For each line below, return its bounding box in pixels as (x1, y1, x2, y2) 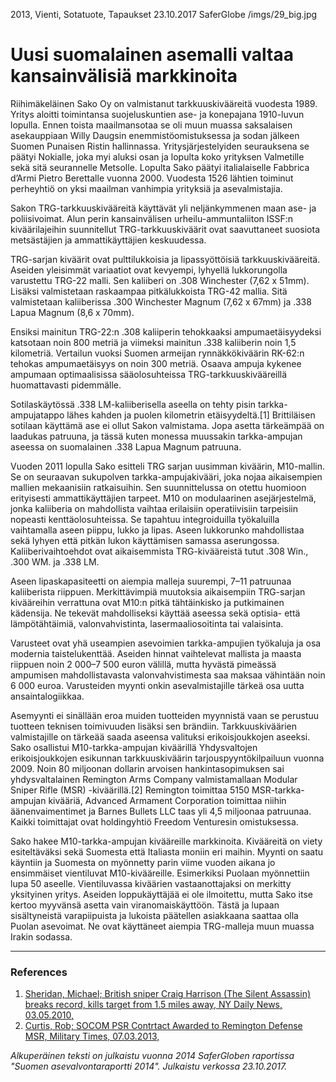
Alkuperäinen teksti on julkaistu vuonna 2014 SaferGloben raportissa (10, 1050, 295, 1062)
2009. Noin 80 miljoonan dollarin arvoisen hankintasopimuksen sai (10, 762, 285, 774)
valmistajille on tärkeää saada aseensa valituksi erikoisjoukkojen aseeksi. (10, 730, 311, 743)
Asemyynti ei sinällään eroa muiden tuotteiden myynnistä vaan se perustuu (10, 709, 320, 721)
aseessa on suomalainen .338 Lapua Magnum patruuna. (10, 440, 242, 453)
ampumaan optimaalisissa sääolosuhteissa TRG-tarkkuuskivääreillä (10, 368, 288, 380)
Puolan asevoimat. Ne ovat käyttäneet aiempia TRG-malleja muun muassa (10, 920, 315, 932)
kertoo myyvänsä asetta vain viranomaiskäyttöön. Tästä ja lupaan (10, 899, 280, 911)
